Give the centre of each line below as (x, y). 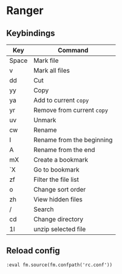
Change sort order (59, 189)
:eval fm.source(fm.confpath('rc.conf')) (59, 265)
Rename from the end (64, 150)
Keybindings (31, 33)
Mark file (46, 60)
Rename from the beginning (73, 140)
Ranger (25, 11)
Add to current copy (61, 100)
